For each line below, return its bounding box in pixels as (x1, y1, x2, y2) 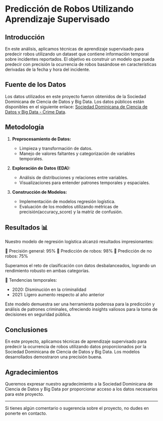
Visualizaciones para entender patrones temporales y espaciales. (19, 180, 150, 185)
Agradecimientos (5, 368, 59, 376)
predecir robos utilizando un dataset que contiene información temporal (5, 51, 149, 57)
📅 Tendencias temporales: (5, 277, 57, 283)
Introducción (5, 33, 45, 41)
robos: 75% (5, 253, 28, 259)
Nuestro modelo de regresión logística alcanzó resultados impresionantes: (5, 239, 154, 245)
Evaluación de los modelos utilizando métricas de (19, 203, 119, 209)
